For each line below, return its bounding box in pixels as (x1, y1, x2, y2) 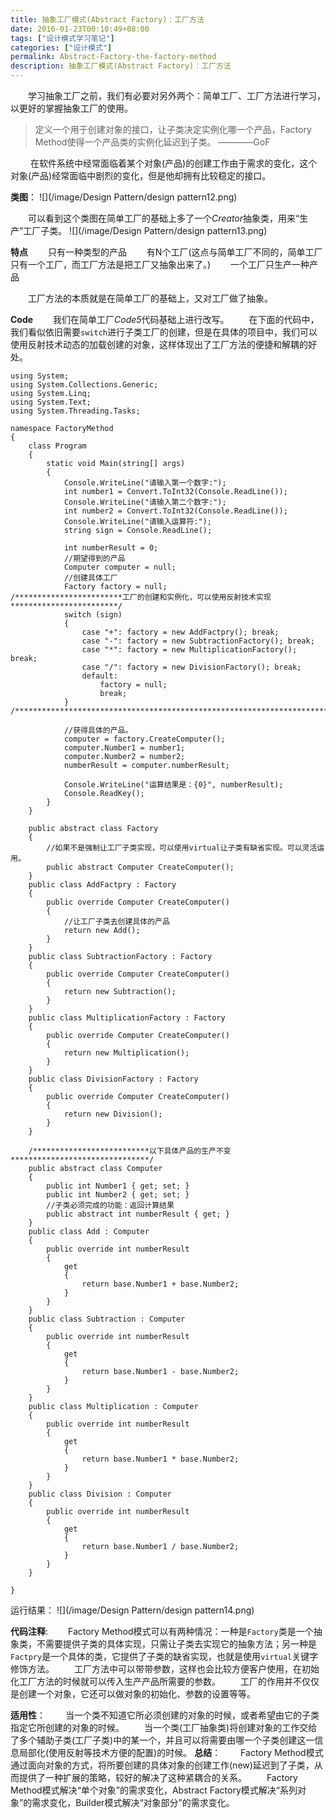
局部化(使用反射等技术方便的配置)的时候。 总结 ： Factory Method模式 (18, 1747, 324, 1758)
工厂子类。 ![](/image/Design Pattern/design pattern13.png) (23, 225, 268, 236)
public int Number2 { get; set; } (46, 1190, 190, 1200)
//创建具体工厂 (63, 573, 118, 583)
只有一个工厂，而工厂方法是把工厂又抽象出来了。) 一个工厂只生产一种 (10, 259, 310, 270)
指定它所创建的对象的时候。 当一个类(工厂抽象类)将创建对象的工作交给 (10, 1722, 318, 1733)
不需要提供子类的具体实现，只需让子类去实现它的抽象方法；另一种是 (36, 1638, 317, 1650)
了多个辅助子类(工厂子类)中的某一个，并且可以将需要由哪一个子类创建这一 (10, 1734, 315, 1746)
